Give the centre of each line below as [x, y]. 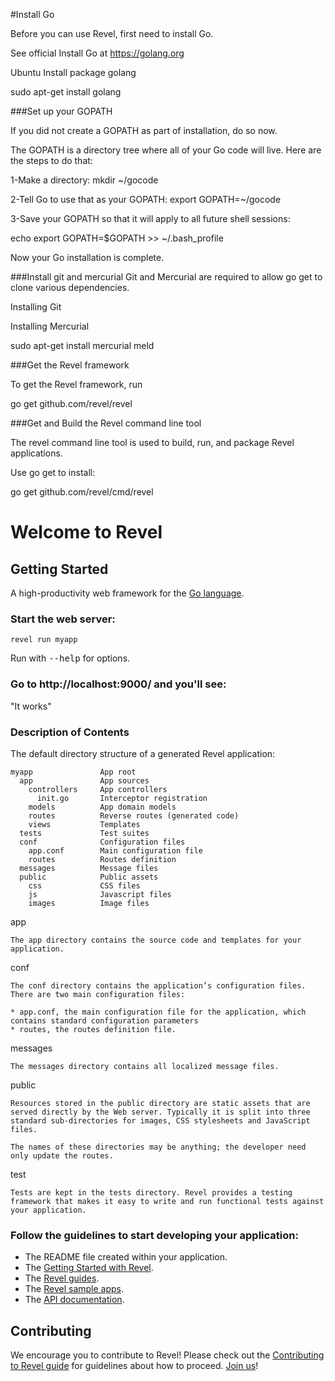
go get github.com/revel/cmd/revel [82, 492]
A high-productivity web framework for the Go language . [127, 593]
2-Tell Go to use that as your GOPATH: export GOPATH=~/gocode [146, 199]
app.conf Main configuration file [115, 850]
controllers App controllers [98, 789]
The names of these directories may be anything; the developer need [158, 1147]
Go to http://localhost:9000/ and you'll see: [118, 684]
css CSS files [84, 885]
